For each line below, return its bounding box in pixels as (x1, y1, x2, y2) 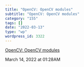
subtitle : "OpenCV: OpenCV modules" (5, 12, 80, 16)
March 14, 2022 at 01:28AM (5, 56, 61, 62)
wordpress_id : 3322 (5, 34, 45, 39)
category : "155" (5, 16, 38, 21)
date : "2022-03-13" (5, 25, 45, 30)
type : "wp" (5, 29, 27, 34)
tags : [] (5, 20, 23, 26)
